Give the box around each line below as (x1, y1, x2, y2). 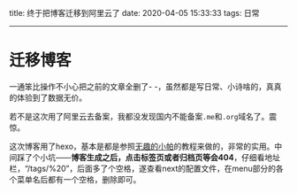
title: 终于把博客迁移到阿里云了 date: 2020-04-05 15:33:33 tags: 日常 (9, 8, 260, 18)
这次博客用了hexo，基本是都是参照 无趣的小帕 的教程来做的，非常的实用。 (9, 141, 275, 151)
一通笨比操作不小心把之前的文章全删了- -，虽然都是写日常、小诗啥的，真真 (9, 81, 282, 91)
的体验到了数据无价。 (9, 92, 87, 103)
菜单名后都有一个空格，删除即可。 (16, 174, 141, 184)
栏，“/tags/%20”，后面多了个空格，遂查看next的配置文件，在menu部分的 (9, 163, 277, 174)
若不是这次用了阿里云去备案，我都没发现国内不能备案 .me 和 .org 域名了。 (9, 111, 270, 121)
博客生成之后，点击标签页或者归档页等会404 (71, 151, 234, 162)
